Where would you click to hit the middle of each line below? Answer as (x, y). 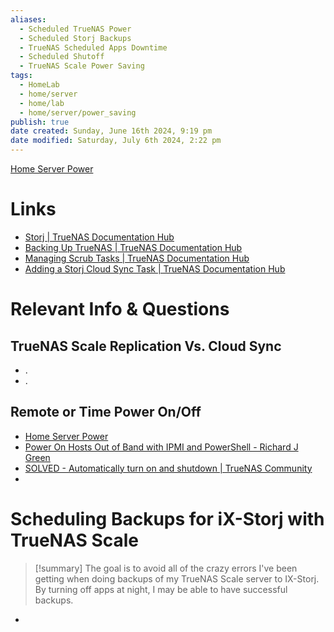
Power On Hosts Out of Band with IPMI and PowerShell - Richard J (161, 447)
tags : (21, 76)
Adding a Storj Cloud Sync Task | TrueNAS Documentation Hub (155, 268)
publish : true (40, 122)
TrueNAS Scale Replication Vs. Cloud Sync (146, 346)
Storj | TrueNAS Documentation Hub (99, 237)
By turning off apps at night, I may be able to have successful (161, 589)
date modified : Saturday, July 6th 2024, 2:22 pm (116, 141)
